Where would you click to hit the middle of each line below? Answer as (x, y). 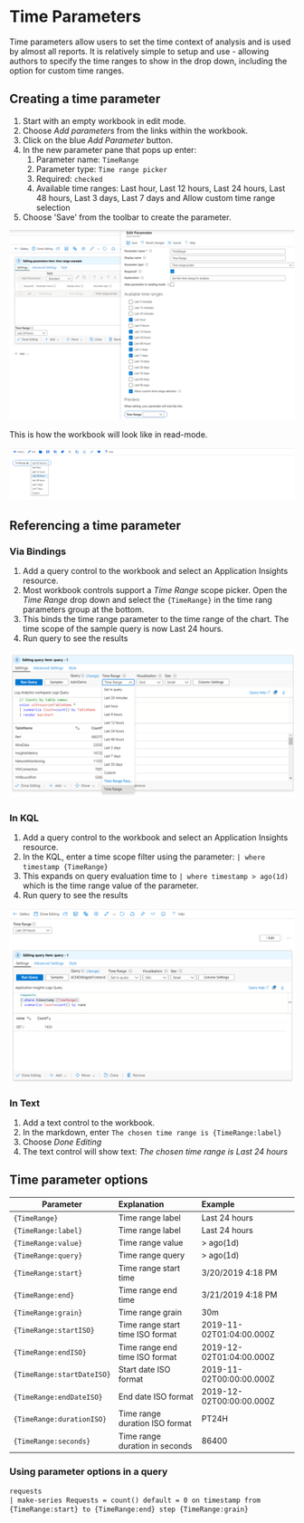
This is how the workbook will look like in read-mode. (109, 435)
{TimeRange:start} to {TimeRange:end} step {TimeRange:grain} (129, 1509)
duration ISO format (155, 1423)
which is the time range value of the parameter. (110, 886)
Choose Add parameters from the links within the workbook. (135, 130)
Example (218, 1204)
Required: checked (69, 178)
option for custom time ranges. (67, 71)
